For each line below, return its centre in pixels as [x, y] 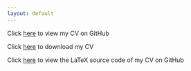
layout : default [30, 13]
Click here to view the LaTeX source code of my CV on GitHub [96, 60]
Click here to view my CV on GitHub [58, 33]
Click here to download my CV [51, 46]
